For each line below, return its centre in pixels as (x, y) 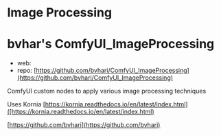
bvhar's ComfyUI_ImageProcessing (111, 44)
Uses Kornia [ (26, 104)
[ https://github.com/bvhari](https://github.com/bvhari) (84, 125)
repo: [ (26, 71)
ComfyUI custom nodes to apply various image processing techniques (107, 91)
